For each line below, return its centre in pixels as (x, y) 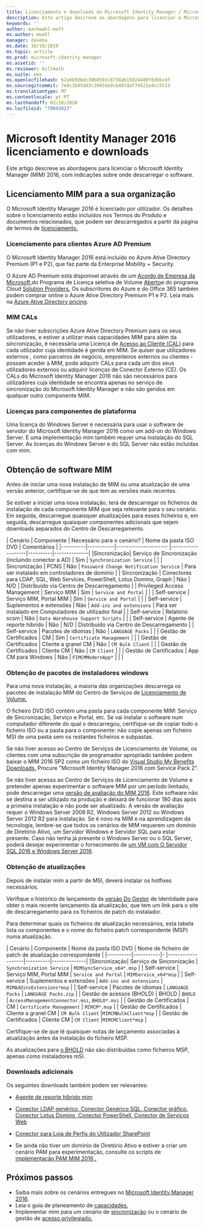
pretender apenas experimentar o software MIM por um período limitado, (98, 786)
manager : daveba (27, 40)
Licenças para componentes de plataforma (71, 411)
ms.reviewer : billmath (35, 69)
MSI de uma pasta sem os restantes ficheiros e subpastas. (80, 737)
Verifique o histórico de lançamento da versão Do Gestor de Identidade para (102, 899)
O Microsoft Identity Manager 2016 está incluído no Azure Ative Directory (98, 257)
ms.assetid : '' (26, 63)
